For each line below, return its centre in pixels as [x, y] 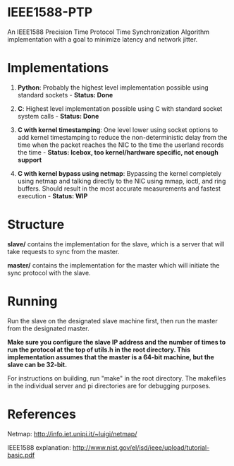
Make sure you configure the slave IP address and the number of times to [117, 342]
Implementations [58, 68]
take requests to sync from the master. [63, 251]
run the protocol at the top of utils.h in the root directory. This [99, 349]
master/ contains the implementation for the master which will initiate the [113, 265]
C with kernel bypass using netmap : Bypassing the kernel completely [119, 173]
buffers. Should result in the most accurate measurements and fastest [119, 189]
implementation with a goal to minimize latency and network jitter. [103, 39]
